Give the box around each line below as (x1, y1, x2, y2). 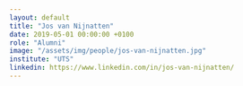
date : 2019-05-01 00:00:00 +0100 (9, 30, 135, 39)
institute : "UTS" (9, 55, 74, 64)
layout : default (9, 13, 70, 22)
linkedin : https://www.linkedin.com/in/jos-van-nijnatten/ (9, 64, 235, 73)
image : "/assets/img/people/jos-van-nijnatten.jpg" (9, 47, 206, 56)
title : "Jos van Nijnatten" (9, 21, 115, 30)
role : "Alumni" (9, 38, 66, 47)
